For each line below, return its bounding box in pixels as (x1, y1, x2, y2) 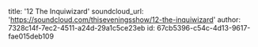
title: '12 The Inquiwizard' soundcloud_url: (8, 7, 144, 16)
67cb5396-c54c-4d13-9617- (157, 23, 251, 32)
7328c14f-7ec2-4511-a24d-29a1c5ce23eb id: (8, 23, 156, 32)
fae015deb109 (8, 31, 54, 41)
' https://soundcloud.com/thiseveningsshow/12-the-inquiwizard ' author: (8, 15, 241, 24)
